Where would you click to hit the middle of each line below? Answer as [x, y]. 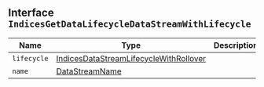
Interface [31, 13]
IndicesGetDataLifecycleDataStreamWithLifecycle [130, 24]
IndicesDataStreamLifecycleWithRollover [131, 58]
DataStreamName [89, 71]
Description [236, 45]
